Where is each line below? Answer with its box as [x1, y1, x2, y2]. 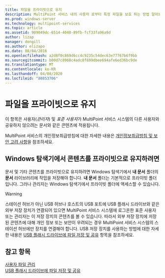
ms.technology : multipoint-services [5, 21, 80, 26]
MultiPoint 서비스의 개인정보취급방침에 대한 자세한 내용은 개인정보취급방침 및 [5, 133, 153, 139]
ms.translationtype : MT [5, 62, 54, 67]
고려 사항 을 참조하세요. [10, 139, 54, 144]
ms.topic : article [5, 26, 43, 31]
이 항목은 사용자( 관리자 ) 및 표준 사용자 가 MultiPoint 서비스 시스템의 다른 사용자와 [5, 116, 160, 122]
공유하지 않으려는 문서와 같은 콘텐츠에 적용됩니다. [5, 122, 100, 128]
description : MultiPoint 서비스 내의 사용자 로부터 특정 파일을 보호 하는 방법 [5, 12, 150, 17]
